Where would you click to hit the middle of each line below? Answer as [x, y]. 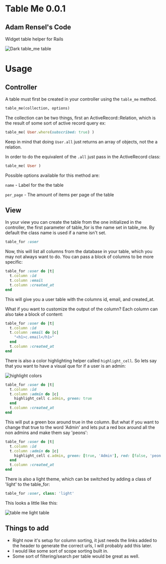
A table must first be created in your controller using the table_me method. [81, 99]
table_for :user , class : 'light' [40, 494]
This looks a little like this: [32, 503]
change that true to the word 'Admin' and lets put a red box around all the [80, 427]
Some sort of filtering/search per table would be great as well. [76, 556]
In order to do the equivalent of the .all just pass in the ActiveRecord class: [83, 156]
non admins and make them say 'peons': [47, 432]
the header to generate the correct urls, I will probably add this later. [82, 546]
